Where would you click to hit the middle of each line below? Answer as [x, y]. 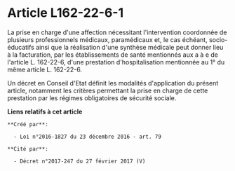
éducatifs [21, 47]
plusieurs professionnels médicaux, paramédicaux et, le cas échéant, [108, 39]
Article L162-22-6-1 [66, 13]
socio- [219, 39]
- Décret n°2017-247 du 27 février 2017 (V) [80, 161]
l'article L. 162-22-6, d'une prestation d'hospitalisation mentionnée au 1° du [116, 62]
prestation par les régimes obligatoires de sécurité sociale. [92, 98]
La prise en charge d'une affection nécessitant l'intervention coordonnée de [117, 32]
